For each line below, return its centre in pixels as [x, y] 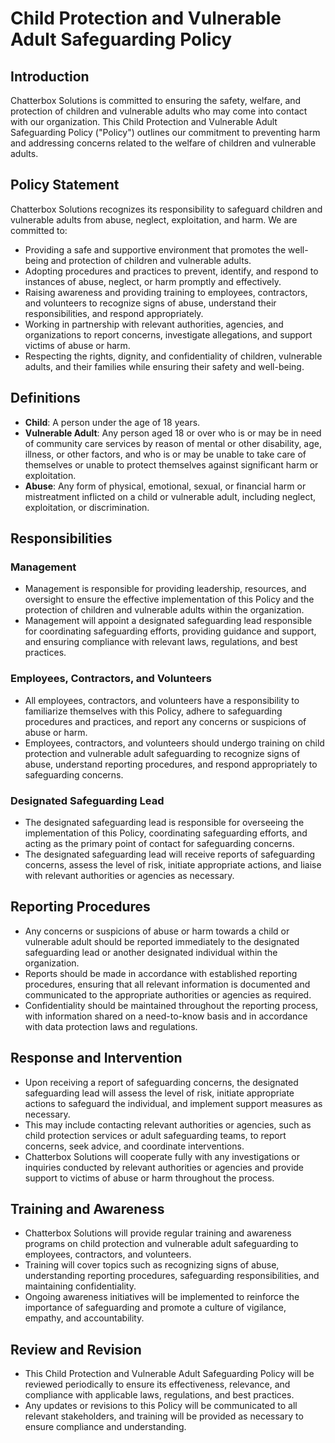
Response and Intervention [96, 1058]
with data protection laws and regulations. [111, 1026]
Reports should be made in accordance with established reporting [161, 973]
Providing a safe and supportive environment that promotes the [155, 249]
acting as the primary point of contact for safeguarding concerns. [159, 843]
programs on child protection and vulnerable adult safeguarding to [161, 1244]
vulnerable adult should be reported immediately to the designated [162, 941]
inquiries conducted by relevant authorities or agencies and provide [164, 1167]
